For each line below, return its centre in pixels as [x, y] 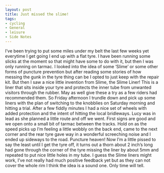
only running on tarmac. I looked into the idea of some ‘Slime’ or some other [82, 66]
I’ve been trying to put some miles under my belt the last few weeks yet [77, 51]
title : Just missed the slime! [37, 14]
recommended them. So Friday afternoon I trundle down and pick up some [80, 98]
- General [15, 28]
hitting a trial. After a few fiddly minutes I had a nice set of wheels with [76, 108]
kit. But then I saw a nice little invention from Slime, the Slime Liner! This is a [82, 82]
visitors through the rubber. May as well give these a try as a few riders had [81, 92]
